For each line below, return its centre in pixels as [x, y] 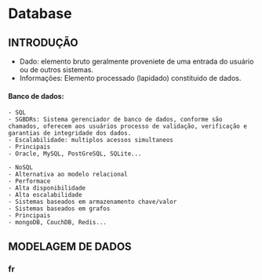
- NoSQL [21, 168]
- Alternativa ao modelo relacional [68, 175]
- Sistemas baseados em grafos [59, 209]
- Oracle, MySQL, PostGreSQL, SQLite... [75, 154]
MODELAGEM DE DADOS [70, 247]
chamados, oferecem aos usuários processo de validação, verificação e [127, 126]
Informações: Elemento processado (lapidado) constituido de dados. [130, 78]
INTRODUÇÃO [43, 43]
